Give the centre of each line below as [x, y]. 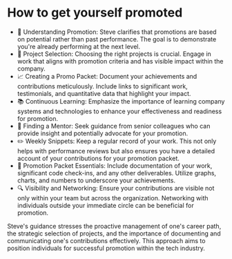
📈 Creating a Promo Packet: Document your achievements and [107, 76]
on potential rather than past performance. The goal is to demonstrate [117, 39]
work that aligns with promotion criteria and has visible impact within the [120, 61]
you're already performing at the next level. [78, 46]
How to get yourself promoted [95, 13]
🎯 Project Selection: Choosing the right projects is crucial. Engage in [114, 54]
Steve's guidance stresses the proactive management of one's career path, [114, 226]
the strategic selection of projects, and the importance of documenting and [114, 233]
